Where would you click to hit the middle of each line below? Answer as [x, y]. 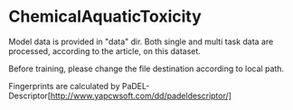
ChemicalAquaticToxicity [105, 17]
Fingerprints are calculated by [64, 86]
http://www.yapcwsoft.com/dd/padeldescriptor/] [141, 96]
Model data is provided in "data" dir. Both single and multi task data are [141, 41]
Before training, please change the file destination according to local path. [146, 69]
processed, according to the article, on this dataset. [104, 50]
